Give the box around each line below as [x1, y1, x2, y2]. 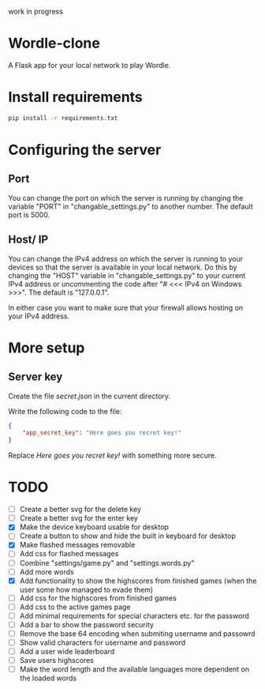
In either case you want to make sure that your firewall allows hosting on [8, 303, 244, 312]
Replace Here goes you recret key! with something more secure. [8, 450, 217, 461]
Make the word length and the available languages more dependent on [19, 665, 250, 674]
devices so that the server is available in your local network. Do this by [8, 262, 238, 272]
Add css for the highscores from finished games [19, 593, 177, 603]
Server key [8, 371, 63, 384]
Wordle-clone [8, 35, 100, 52]
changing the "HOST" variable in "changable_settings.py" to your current [8, 270, 246, 280]
